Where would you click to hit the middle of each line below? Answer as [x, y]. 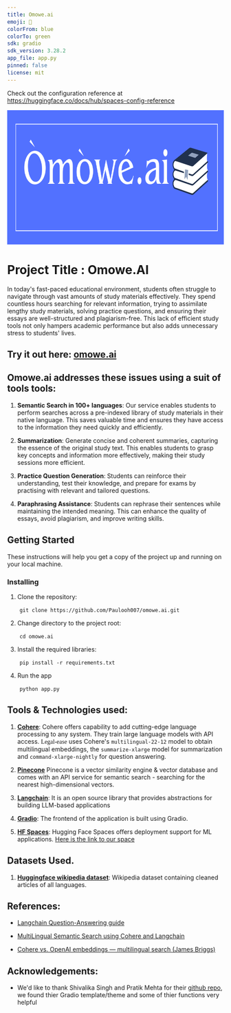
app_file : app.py [32, 59]
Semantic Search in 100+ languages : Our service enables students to [117, 405]
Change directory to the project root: [69, 623]
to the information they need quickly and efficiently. [90, 427]
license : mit [26, 72]
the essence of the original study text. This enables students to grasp [115, 448]
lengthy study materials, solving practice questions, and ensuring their [107, 311]
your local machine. [35, 564]
